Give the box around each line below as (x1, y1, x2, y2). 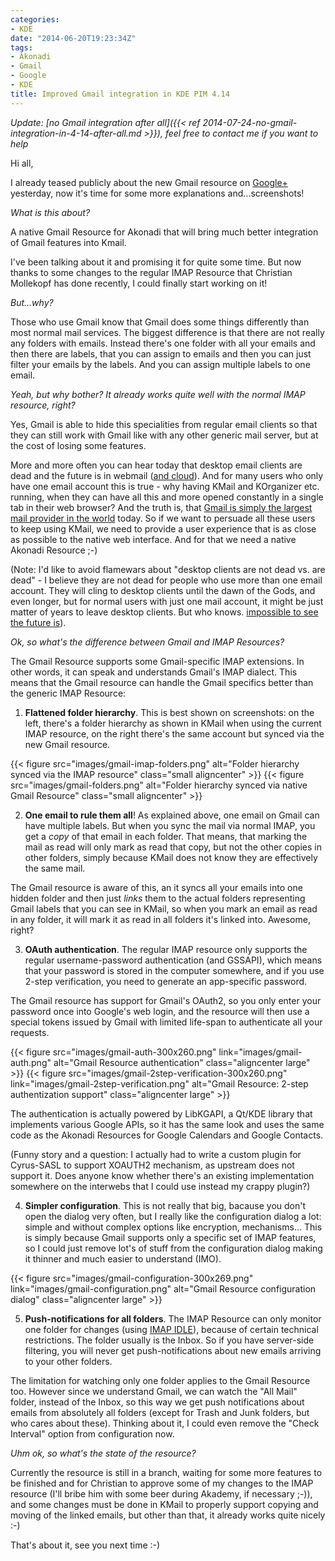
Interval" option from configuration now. (10, 1427, 175, 1440)
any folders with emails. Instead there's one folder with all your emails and (10, 337, 316, 349)
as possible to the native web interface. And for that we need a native (10, 533, 297, 545)
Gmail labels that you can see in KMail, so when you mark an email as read (10, 902, 318, 915)
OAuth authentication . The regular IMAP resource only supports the (24, 943, 308, 955)
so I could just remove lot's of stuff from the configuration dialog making (24, 1242, 323, 1254)
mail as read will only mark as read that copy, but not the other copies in (24, 841, 322, 853)
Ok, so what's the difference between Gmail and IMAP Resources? (10, 636, 285, 648)
